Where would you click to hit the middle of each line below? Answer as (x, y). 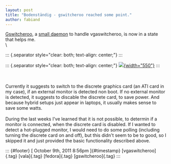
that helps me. (21, 39)
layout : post (19, 10)
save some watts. (24, 108)
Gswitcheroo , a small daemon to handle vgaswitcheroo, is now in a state (82, 34)
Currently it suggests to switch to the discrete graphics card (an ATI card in (85, 86)
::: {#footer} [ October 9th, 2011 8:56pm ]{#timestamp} (63, 151)
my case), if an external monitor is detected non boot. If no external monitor (85, 92)
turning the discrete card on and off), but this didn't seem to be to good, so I (86, 135)
